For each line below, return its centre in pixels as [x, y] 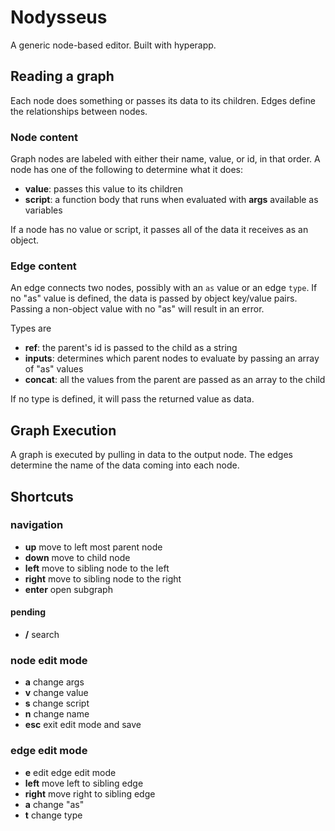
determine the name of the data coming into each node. [125, 465]
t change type [53, 815]
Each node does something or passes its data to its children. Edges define [163, 100]
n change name [57, 714]
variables [43, 210]
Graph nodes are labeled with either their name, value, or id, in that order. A [165, 159]
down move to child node [77, 557]
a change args [54, 682]
